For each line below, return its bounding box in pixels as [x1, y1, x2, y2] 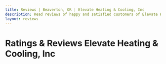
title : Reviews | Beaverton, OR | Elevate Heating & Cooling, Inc [5, 7, 145, 12]
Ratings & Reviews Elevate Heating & [5, 37, 159, 49]
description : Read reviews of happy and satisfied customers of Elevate [5, 12, 158, 17]
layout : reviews [5, 16, 39, 21]
